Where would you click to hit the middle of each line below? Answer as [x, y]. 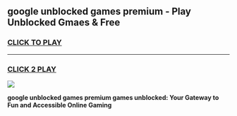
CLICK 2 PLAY [32, 69]
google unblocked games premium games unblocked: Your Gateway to [113, 97]
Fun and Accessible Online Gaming [60, 105]
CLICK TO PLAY [35, 43]
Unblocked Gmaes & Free [64, 23]
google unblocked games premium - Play [99, 12]
